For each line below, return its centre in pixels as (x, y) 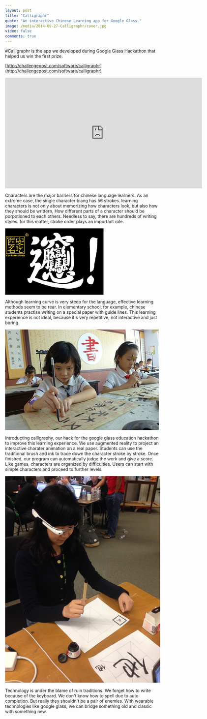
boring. (12, 323)
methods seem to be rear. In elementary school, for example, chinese (75, 307)
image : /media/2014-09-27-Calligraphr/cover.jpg (56, 26)
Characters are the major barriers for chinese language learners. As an (77, 195)
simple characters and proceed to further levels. (54, 469)
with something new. (26, 711)
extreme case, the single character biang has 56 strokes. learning (72, 201)
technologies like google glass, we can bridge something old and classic (78, 706)
